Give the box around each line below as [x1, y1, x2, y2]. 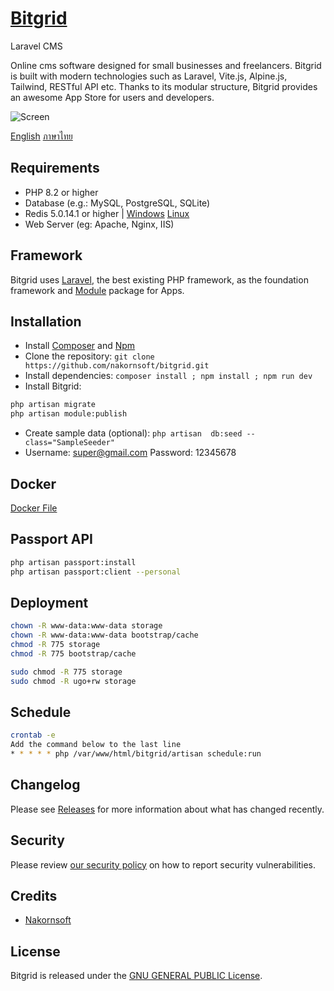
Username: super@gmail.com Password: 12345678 [24, 447, 237, 459]
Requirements [10, 160, 100, 177]
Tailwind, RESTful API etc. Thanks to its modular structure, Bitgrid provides [10, 80, 318, 92]
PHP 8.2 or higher [24, 186, 99, 198]
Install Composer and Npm [24, 340, 136, 352]
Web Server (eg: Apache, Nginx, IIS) [24, 218, 175, 230]
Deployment [10, 594, 89, 611]
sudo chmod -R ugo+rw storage [10, 676, 137, 686]
